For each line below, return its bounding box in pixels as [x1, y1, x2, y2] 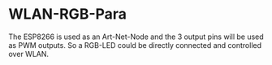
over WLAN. [8, 49, 50, 58]
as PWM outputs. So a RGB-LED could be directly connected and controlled [8, 40, 262, 50]
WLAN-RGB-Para [8, 5, 127, 24]
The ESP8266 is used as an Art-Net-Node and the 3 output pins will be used [8, 32, 264, 41]
